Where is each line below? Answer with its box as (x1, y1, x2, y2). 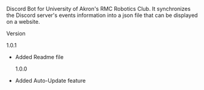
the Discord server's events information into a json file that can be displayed (6, 12, 199, 19)
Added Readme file (15, 54, 64, 60)
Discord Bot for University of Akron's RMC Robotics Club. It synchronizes (6, 5, 191, 12)
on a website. (6, 18, 40, 25)
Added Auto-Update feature (15, 77, 86, 84)
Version (6, 30, 26, 37)
